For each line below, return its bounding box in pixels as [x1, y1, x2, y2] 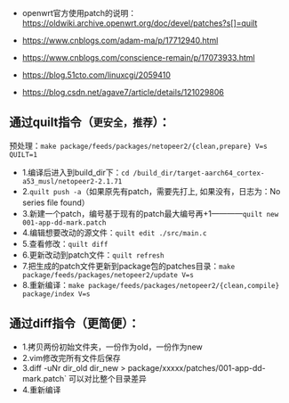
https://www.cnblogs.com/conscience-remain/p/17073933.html [21, 53, 255, 62]
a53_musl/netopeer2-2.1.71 [21, 177, 123, 185]
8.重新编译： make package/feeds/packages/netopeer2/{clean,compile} [21, 279, 280, 290]
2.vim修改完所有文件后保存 [21, 352, 121, 363]
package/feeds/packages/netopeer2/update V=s [21, 270, 194, 279]
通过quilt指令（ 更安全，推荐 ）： [9, 115, 171, 130]
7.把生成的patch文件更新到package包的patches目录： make [21, 260, 236, 271]
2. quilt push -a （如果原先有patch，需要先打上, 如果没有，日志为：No [21, 185, 281, 196]
